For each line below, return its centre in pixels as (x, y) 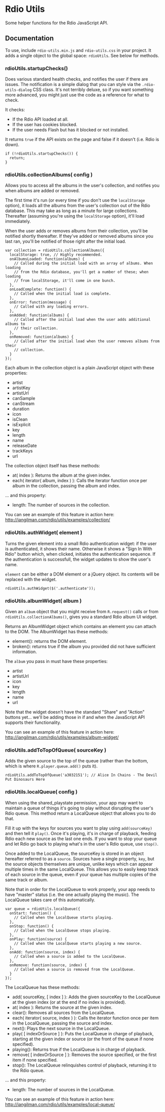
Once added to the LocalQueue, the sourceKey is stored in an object (74, 853)
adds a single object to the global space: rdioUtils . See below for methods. (82, 55)
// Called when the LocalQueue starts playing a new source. (78, 943)
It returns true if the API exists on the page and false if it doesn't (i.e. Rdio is (82, 139)
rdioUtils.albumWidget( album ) (44, 601)
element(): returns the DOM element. (49, 641)
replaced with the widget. (31, 579)
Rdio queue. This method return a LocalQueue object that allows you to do (81, 813)
